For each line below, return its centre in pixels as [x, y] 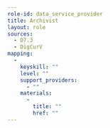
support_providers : [49, 80]
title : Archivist [33, 21]
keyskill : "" [39, 67]
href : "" [46, 113]
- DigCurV [28, 47]
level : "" [35, 73]
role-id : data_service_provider [55, 14]
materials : [36, 93]
